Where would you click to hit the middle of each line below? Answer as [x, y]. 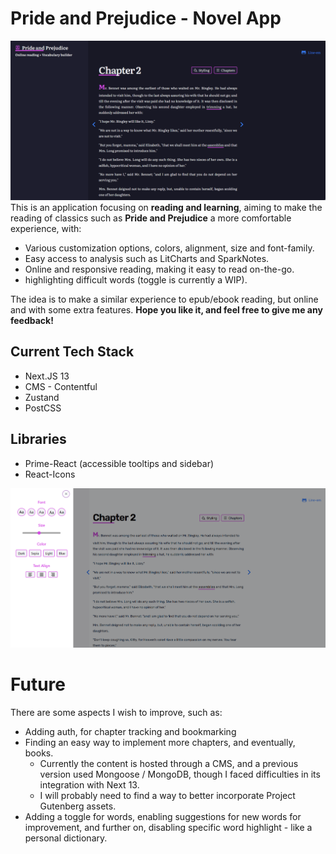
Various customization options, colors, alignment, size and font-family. [169, 248]
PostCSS [43, 408]
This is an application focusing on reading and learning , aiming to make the [166, 207]
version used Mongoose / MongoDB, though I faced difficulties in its [180, 774]
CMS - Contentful [61, 386]
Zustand [42, 397]
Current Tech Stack [72, 352]
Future [38, 684]
